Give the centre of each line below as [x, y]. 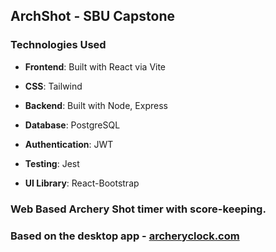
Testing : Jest [52, 163]
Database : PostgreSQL [72, 125]
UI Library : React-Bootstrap [82, 183]
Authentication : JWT [69, 144]
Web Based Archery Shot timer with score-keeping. [138, 209]
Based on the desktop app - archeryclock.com [125, 236]
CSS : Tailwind [53, 86]
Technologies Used [58, 45]
